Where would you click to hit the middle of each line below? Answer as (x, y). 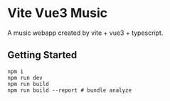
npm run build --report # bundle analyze (70, 90)
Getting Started (42, 55)
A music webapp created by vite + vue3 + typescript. (85, 33)
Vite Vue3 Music (58, 13)
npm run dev (25, 78)
